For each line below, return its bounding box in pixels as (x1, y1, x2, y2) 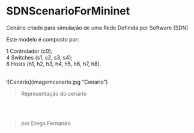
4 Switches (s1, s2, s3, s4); (6, 54, 73, 61)
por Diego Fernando (20, 119, 71, 127)
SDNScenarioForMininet (6, 4, 130, 18)
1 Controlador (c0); (6, 47, 53, 55)
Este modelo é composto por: (6, 36, 79, 43)
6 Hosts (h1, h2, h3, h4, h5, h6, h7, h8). (6, 60, 102, 67)
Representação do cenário (20, 90, 87, 97)
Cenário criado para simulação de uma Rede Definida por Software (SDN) (6, 24, 189, 31)
